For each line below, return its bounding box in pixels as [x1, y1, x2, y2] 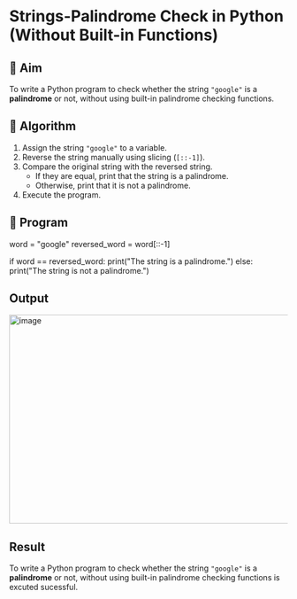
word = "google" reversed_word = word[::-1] [9, 238, 171, 249]
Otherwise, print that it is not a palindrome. [34, 180, 192, 191]
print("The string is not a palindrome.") [9, 265, 150, 276]
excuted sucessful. [9, 582, 79, 593]
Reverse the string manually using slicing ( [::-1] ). [21, 152, 206, 162]
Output [9, 291, 49, 307]
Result [9, 539, 46, 555]
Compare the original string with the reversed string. [21, 161, 213, 172]
